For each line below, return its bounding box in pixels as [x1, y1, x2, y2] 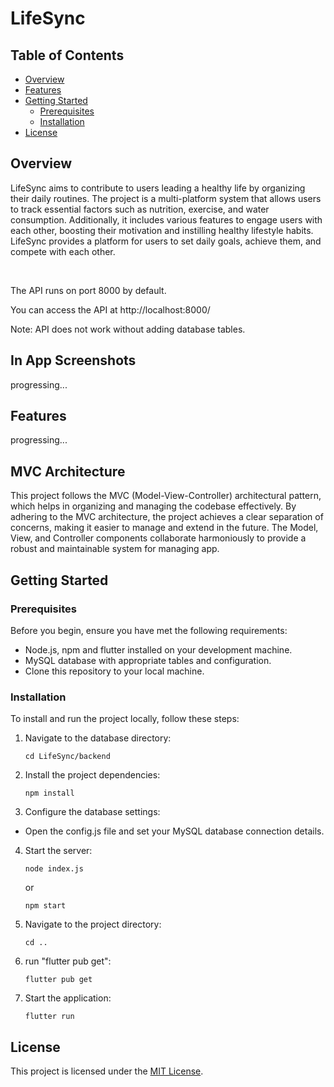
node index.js [24, 864, 84, 874]
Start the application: [24, 992, 112, 1004]
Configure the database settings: [24, 806, 161, 818]
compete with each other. [10, 245, 116, 257]
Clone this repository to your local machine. [24, 665, 205, 677]
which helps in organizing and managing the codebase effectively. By [10, 500, 297, 512]
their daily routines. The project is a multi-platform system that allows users [10, 192, 322, 204]
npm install [24, 788, 75, 799]
